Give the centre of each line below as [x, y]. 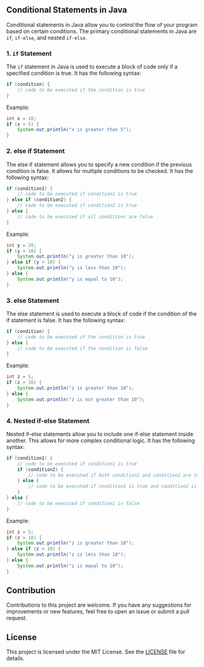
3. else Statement [33, 300]
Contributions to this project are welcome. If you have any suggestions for [99, 605]
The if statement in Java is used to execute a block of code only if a [92, 67]
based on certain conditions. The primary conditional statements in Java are [102, 31]
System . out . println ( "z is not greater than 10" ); [81, 399]
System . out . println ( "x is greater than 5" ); [74, 130]
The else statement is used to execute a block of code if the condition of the [102, 314]
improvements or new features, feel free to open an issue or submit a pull [98, 612]
